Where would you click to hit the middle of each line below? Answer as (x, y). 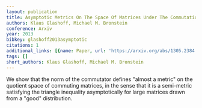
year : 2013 (20, 34)
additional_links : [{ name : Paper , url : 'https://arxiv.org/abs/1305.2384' (102, 51)
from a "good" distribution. (39, 98)
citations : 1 (23, 46)
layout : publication (32, 12)
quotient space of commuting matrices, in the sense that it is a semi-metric (99, 85)
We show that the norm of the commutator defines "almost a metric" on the (100, 79)
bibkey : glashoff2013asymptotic (47, 40)
